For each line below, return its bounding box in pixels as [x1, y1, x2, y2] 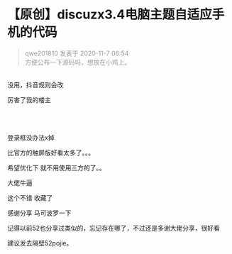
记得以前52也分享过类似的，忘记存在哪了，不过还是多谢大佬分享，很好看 [7, 223, 220, 232]
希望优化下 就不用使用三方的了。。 [7, 163, 106, 172]
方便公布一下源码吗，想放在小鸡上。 [24, 57, 131, 66]
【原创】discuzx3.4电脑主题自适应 [7, 6, 212, 23]
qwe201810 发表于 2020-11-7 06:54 [24, 49, 129, 57]
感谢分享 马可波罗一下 [7, 209, 72, 217]
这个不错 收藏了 [7, 193, 53, 202]
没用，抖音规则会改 [7, 80, 64, 89]
